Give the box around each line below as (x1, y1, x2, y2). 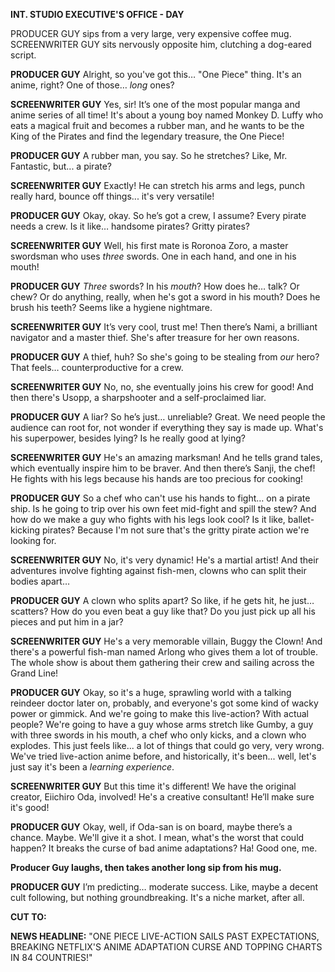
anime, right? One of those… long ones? (10, 79, 175, 91)
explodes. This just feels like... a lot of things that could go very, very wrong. (10, 740, 325, 751)
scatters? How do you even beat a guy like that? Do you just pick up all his (10, 605, 316, 617)
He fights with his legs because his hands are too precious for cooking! (10, 473, 304, 484)
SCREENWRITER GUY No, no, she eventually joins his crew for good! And (10, 381, 314, 393)
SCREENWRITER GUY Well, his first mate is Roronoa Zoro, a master (10, 240, 289, 251)
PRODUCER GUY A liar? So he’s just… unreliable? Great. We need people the (10, 411, 326, 423)
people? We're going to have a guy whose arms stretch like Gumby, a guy (10, 719, 314, 730)
